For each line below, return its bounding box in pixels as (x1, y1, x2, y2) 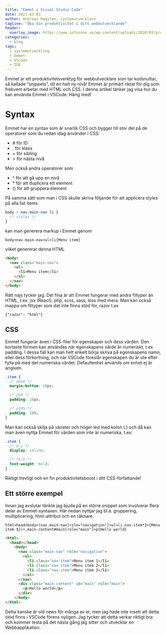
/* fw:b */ (9, 457, 32, 462)
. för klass (12, 145, 33, 151)
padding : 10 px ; (9, 397, 41, 402)
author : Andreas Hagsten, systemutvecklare (5, 16, 96, 21)
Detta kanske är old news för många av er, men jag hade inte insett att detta (5, 608, 159, 615)
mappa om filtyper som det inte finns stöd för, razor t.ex (5, 302, 119, 309)
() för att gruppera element (12, 186, 67, 192)
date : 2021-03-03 (5, 12, 41, 17)
